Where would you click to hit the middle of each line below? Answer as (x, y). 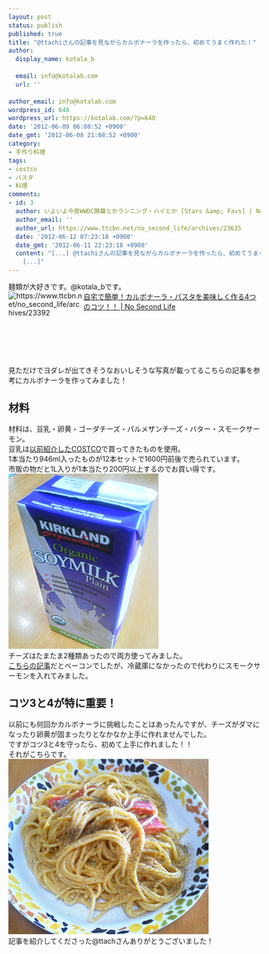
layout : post (30, 17)
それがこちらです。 (40, 754)
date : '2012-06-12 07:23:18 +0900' (75, 236)
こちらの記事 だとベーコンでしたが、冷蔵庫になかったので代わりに (117, 666)
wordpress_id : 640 (39, 110)
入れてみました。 (64, 675)
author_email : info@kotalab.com (62, 101)
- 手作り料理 (27, 152)
